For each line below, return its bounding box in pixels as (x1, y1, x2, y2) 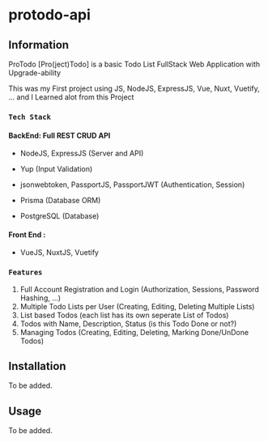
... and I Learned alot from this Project (8, 92, 134, 102)
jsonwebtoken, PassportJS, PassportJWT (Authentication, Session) (19, 180, 245, 189)
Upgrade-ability (8, 68, 62, 78)
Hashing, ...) (19, 293, 62, 303)
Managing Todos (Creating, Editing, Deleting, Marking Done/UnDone (19, 327, 249, 337)
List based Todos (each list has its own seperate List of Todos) (19, 310, 229, 320)
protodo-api (8, 6, 91, 24)
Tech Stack (8, 112, 51, 121)
